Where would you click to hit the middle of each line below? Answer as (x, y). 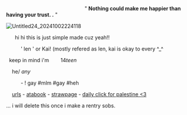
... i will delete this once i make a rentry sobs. (61, 106)
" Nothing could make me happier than (133, 9)
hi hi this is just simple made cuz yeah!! (62, 37)
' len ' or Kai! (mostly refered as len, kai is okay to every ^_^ (92, 49)
